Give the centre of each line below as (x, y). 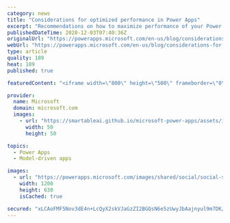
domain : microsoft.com (46, 108)
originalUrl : (26, 39)
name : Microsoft (36, 102)
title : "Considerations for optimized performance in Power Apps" (104, 20)
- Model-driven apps (42, 159)
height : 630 (36, 190)
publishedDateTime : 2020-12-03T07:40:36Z (67, 32)
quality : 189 (26, 58)
